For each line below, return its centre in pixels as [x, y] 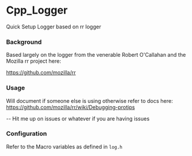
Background [24, 42]
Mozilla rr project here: [34, 61]
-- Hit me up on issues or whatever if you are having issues [78, 118]
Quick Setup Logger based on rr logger [54, 27]
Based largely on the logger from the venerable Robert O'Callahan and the [96, 55]
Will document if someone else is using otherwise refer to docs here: [90, 100]
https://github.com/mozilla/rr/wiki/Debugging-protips [71, 107]
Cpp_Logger [37, 10]
